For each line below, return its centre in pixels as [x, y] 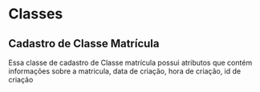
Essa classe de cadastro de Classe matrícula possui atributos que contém [130, 62]
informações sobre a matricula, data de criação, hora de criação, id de [125, 71]
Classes [36, 14]
